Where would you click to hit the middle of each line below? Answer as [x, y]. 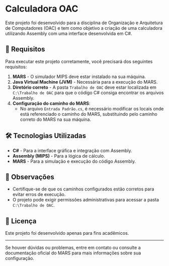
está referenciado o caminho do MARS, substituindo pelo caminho [89, 114]
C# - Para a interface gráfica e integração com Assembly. [72, 150]
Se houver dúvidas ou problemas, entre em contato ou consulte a [73, 248]
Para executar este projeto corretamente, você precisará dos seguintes [79, 61]
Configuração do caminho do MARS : [51, 103]
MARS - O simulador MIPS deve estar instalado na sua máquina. [79, 77]
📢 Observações [30, 177]
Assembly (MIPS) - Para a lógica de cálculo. [59, 156]
